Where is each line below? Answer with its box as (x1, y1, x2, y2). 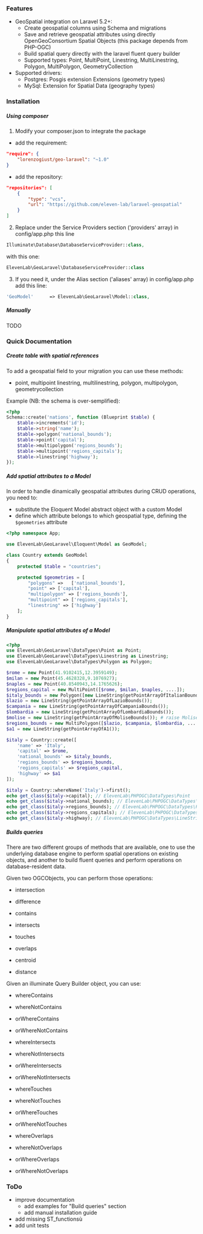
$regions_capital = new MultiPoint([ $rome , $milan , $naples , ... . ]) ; (6, 686, 185, 693)
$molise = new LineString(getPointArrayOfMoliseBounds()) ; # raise (6, 715, 180, 721)
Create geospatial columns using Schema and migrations (24, 24, 167, 31)
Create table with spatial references (6, 352, 99, 359)
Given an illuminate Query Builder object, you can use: (6, 979, 141, 987)
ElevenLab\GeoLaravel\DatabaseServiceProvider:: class (6, 264, 145, 270)
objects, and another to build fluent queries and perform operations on (6, 856, 182, 863)
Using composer (6, 112, 49, 119)
